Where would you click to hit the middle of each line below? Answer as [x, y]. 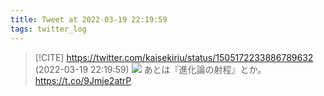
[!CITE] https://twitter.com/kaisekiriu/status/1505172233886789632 [174, 57]
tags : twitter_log [48, 29]
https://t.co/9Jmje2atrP [83, 80]
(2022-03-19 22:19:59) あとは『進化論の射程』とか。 [150, 69]
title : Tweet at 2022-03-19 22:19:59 [89, 19]
